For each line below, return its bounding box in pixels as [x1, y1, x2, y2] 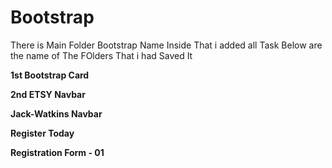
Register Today [10, 127, 75, 139]
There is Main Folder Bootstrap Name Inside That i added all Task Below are [10, 39, 323, 51]
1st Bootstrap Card [10, 69, 90, 81]
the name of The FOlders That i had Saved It [10, 49, 193, 61]
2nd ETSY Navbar [10, 88, 86, 100]
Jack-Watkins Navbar [10, 107, 103, 120]
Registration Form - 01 [10, 146, 105, 158]
